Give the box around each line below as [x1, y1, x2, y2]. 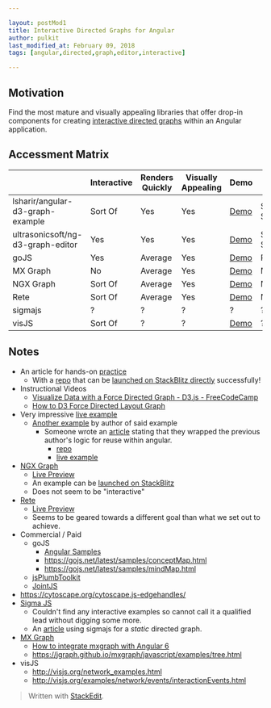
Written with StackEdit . [27, 691, 105, 701]
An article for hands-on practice [19, 367, 127, 376]
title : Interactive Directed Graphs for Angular [8, 26, 175, 35]
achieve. [31, 521, 60, 530]
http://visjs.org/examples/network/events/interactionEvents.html [31, 675, 247, 685]
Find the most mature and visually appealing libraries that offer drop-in [8, 107, 244, 117]
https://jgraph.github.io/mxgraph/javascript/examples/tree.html [31, 649, 242, 659]
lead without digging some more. [31, 615, 142, 625]
